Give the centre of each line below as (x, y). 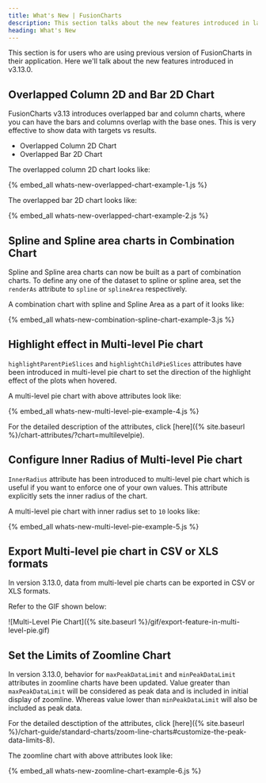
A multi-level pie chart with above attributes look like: (95, 395)
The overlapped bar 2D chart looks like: (72, 201)
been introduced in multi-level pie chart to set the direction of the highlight (129, 372)
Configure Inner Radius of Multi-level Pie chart (125, 460)
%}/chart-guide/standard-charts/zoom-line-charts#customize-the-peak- (127, 732)
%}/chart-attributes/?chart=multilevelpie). (76, 435)
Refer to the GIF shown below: (57, 606)
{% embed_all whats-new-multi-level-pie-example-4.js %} (104, 411)
